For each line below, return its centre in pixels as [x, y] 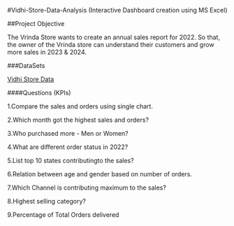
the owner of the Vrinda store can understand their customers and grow [111, 44]
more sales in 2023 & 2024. [47, 52]
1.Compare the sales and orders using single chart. [80, 106]
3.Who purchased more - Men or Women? [68, 133]
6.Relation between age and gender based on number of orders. [100, 174]
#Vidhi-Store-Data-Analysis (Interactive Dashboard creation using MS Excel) [117, 10]
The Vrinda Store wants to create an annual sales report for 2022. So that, [114, 37]
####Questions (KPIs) [39, 93]
